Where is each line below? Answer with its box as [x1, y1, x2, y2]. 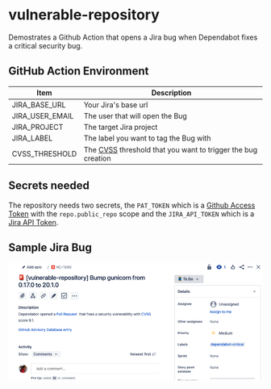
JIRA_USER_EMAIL [11, 111, 74, 120]
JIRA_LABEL [11, 133, 53, 143]
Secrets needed [8, 179, 90, 193]
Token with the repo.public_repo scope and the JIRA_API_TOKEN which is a [8, 208, 255, 219]
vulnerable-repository [8, 6, 160, 24]
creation [83, 153, 111, 163]
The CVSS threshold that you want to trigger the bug [83, 144, 258, 154]
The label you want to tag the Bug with [83, 133, 211, 143]
